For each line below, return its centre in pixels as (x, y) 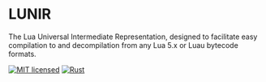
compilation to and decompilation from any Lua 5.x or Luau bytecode (124, 45)
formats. (22, 54)
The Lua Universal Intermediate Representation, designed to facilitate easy (133, 37)
